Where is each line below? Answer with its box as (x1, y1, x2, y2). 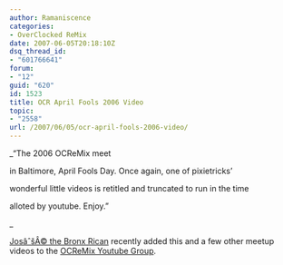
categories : (9, 22, 54, 31)
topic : (9, 106, 34, 115)
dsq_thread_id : (9, 47, 67, 56)
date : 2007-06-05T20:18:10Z (9, 38, 116, 48)
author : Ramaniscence (9, 13, 92, 23)
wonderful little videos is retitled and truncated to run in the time (9, 183, 249, 193)
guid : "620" (9, 81, 54, 90)
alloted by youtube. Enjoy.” (9, 201, 109, 211)
